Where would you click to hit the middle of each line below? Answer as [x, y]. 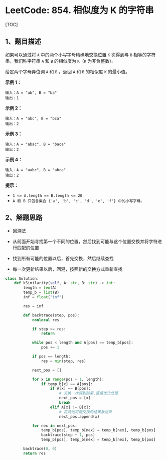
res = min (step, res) [63, 361]
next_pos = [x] [75, 398]
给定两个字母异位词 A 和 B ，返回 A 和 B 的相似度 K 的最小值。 [68, 71]
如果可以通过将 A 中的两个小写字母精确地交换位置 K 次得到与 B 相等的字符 [80, 54]
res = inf [33, 306]
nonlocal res [45, 320]
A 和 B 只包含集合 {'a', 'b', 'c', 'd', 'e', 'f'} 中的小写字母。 [78, 201]
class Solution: [22, 278]
